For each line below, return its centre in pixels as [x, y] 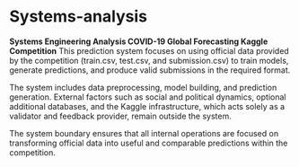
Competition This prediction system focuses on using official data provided [149, 50]
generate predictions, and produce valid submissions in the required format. [150, 70]
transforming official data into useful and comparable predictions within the [149, 143]
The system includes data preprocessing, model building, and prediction [143, 87]
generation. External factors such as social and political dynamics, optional [148, 97]
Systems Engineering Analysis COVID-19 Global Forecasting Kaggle [139, 41]
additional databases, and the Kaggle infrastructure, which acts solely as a [147, 106]
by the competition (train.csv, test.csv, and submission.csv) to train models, [149, 60]
